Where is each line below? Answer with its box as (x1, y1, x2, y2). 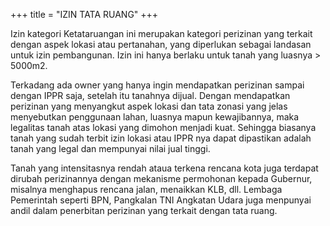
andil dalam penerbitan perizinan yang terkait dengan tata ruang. (10, 205, 278, 216)
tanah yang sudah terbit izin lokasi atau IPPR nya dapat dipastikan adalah (10, 132, 312, 144)
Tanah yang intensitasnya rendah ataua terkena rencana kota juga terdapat (10, 162, 319, 174)
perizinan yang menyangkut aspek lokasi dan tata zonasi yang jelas (10, 100, 288, 112)
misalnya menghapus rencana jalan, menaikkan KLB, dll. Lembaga (10, 184, 283, 195)
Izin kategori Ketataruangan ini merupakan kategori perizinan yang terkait (10, 28, 313, 39)
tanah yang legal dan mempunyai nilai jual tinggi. (10, 143, 211, 154)
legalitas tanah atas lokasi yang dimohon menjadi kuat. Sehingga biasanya (10, 122, 317, 133)
